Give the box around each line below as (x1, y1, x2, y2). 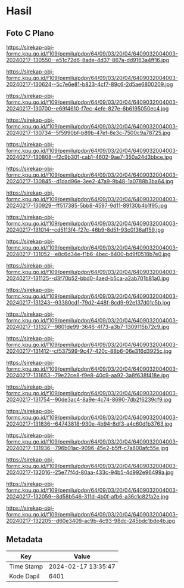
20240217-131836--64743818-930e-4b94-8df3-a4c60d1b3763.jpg (6, 420, 173, 427)
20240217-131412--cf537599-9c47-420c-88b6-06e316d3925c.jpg (6, 347, 172, 355)
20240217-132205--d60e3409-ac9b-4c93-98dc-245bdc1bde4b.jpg (6, 518, 176, 524)
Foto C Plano (6, 28, 54, 38)
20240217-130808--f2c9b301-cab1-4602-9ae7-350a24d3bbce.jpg (6, 153, 173, 161)
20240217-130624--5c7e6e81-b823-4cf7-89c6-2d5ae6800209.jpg (6, 81, 173, 88)
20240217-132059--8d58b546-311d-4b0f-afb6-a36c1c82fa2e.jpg (6, 493, 169, 500)
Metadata (6, 534, 43, 544)
